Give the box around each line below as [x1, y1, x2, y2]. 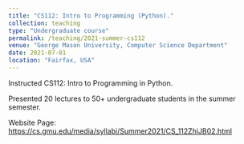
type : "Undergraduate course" [8, 26, 110, 34]
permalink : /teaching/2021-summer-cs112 [8, 34, 146, 42]
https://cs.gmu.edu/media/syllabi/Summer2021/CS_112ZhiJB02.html [8, 126, 233, 136]
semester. [8, 102, 42, 112]
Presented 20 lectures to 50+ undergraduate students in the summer [8, 94, 236, 103]
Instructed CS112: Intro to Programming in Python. [8, 78, 173, 88]
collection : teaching [8, 19, 81, 27]
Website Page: [8, 118, 56, 127]
